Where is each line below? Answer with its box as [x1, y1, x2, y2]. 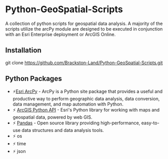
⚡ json [12, 148, 26, 154]
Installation [5, 46, 42, 55]
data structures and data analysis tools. [21, 127, 104, 133]
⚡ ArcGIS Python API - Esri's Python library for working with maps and [12, 107, 160, 113]
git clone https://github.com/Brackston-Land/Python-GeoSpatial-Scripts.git [5, 60, 163, 66]
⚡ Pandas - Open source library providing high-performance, [12, 120, 141, 126]
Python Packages [5, 74, 62, 83]
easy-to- [141, 120, 160, 126]
